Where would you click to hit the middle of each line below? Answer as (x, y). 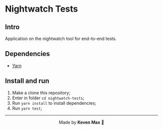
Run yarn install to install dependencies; (54, 103)
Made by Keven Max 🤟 (81, 122)
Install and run (27, 81)
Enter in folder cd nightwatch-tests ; (48, 98)
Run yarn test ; (27, 108)
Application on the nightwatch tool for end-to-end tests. (61, 38)
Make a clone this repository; (41, 93)
